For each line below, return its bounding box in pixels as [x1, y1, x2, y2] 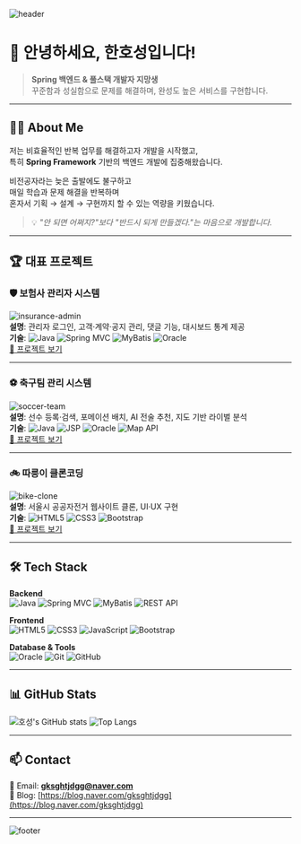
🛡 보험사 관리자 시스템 [9, 287, 100, 300]
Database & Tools [9, 641, 76, 652]
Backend [9, 587, 43, 598]
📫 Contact [9, 753, 72, 768]
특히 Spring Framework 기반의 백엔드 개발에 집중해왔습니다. [9, 156, 223, 167]
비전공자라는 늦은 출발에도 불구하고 [9, 175, 132, 186]
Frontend [9, 614, 45, 625]
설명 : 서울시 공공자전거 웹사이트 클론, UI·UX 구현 [9, 501, 179, 512]
